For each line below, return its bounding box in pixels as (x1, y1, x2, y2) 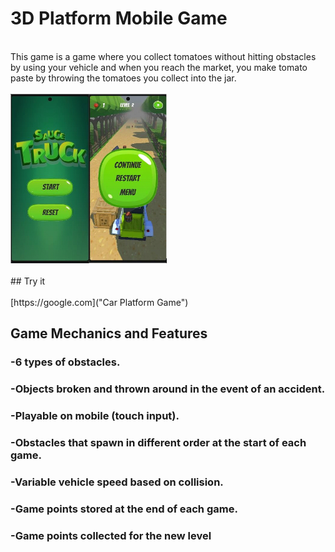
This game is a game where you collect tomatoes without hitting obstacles (10, 50, 317, 62)
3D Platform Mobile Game (10, 7, 228, 30)
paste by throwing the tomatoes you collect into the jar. (10, 72, 237, 84)
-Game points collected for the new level (10, 528, 212, 542)
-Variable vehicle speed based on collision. (10, 475, 224, 489)
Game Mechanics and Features (10, 325, 208, 342)
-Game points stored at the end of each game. (10, 502, 238, 516)
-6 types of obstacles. (10, 355, 121, 369)
